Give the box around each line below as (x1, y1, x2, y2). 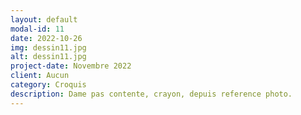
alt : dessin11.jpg (10, 52, 87, 62)
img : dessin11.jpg (10, 42, 87, 53)
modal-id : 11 (10, 24, 65, 34)
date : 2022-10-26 (10, 33, 83, 43)
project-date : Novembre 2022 (10, 61, 132, 71)
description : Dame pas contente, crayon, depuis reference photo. (10, 89, 293, 99)
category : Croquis (10, 80, 87, 90)
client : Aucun (10, 71, 70, 81)
